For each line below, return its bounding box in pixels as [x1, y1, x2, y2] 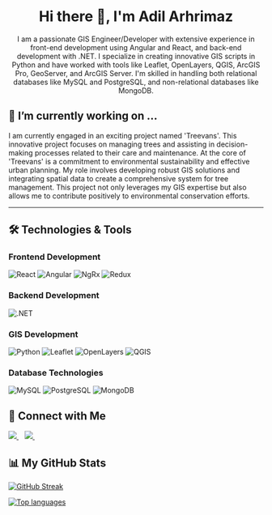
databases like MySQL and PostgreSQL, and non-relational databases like [13, 77, 259, 87]
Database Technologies [8, 367, 104, 378]
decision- [216, 139, 249, 149]
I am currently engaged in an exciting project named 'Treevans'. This [8, 130, 237, 140]
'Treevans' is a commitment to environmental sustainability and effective [8, 156, 250, 166]
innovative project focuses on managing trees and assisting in [8, 139, 215, 149]
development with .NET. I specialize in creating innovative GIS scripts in [16, 51, 256, 61]
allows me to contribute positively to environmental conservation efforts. [8, 190, 250, 201]
